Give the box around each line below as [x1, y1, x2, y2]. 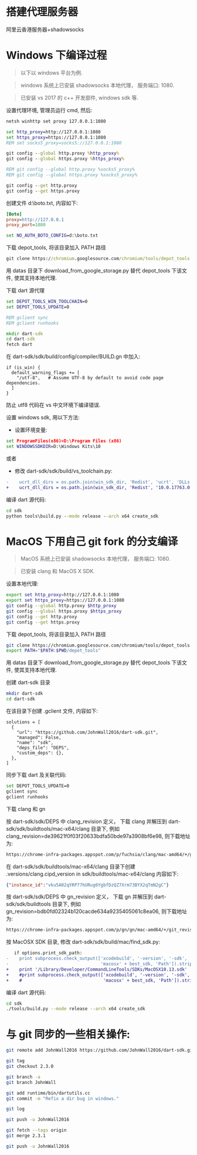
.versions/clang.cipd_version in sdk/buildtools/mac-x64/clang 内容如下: [6, 870, 179, 877]
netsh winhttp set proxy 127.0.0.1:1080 [6, 118, 107, 124]
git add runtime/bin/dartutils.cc [6, 1090, 91, 1096]
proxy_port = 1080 [6, 222, 46, 228]
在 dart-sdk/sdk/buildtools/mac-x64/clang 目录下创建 [6, 863, 136, 870]
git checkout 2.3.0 [6, 1063, 54, 1069]
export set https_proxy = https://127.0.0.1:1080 [6, 597, 125, 604]
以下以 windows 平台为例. [20, 69, 83, 76]
